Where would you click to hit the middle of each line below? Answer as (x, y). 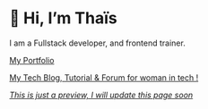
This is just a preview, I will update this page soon (101, 95)
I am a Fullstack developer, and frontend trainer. (97, 43)
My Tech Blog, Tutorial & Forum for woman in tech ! (104, 77)
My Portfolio (32, 60)
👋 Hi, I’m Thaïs (64, 18)
